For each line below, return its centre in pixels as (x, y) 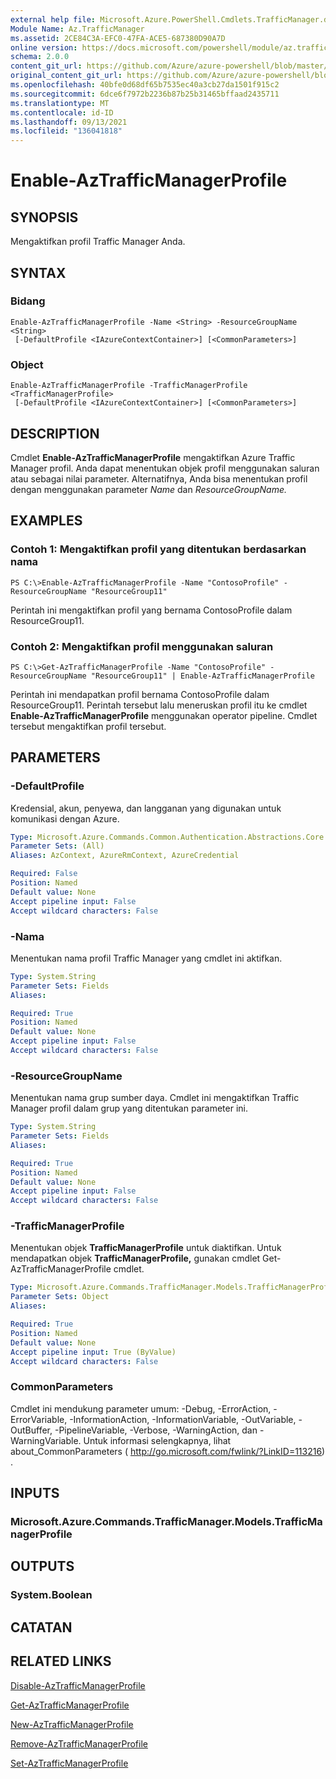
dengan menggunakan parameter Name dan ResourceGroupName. (148, 489)
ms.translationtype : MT (60, 103)
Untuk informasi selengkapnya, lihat (157, 1440)
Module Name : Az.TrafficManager (77, 29)
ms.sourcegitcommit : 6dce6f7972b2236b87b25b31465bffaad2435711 (145, 94)
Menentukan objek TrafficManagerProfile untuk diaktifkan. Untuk (146, 1248)
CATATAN (41, 1627)
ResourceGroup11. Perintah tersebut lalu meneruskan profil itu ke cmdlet (159, 705)
